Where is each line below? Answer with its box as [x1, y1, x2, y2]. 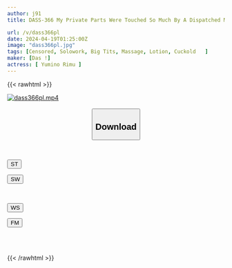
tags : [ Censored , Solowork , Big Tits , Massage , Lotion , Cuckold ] [7, 48, 209, 55]
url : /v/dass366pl [7, 29, 60, 36]
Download [95, 122, 137, 132]
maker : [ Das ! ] [7, 55, 51, 62]
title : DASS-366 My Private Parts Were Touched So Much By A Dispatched [7, 17, 221, 23]
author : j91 [7, 10, 41, 17]
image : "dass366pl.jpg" [7, 42, 76, 49]
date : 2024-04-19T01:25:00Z [7, 35, 88, 42]
